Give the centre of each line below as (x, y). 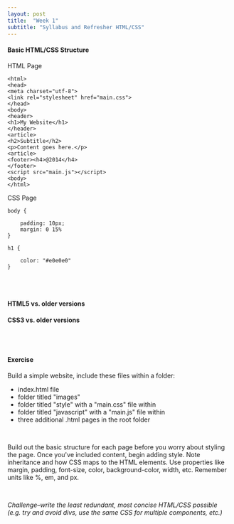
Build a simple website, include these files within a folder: (91, 375)
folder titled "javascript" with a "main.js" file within (91, 412)
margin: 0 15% (41, 229)
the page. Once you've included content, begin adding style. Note (104, 454)
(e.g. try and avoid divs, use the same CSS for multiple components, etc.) (115, 512)
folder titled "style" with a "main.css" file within (87, 404)
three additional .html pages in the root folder (84, 419)
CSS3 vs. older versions (44, 320)
